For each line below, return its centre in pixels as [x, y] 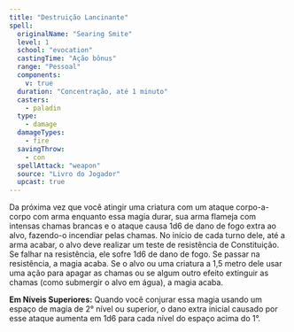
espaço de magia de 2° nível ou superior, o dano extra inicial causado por [143, 309]
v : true [39, 83]
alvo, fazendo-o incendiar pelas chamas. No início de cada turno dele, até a [147, 235]
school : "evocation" [55, 50]
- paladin [43, 108]
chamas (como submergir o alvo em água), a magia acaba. [116, 282]
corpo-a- [253, 207]
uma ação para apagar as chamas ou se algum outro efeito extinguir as [139, 273]
